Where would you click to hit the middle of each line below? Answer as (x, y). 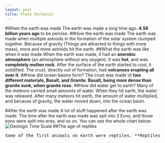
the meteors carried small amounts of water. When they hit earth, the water (81, 91)
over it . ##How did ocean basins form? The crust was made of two (73, 75)
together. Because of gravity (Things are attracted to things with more (76, 44)
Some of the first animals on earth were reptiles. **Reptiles (83, 135)
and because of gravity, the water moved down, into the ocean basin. (75, 101)
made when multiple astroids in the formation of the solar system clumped (80, 38)
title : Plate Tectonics (29, 14)
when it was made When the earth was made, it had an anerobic (70, 54)
